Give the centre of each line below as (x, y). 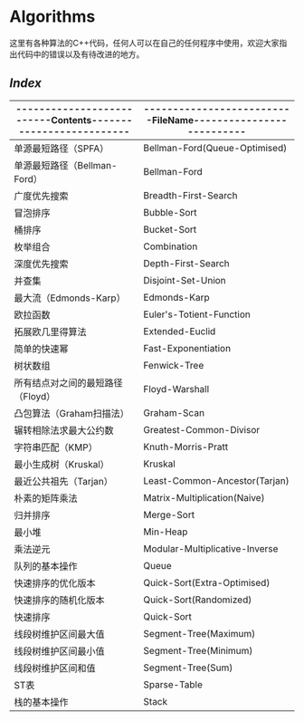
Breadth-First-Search (190, 195)
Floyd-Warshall (176, 389)
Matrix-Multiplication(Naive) (204, 497)
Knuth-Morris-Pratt (186, 447)
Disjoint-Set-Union (185, 280)
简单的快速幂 (42, 349)
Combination (171, 246)
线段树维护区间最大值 (60, 634)
